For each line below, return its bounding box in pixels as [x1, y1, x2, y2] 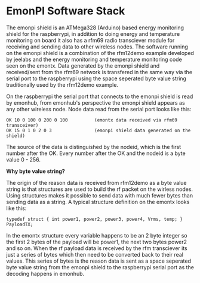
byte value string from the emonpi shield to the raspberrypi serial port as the [6, 263, 194, 270]
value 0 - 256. [6, 156, 41, 163]
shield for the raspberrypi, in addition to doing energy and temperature [6, 30, 180, 37]
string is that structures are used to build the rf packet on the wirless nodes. [6, 185, 193, 193]
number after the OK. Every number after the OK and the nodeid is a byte [6, 150, 186, 157]
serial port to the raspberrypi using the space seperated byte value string [6, 75, 187, 82]
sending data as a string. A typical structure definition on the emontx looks [6, 198, 190, 205]
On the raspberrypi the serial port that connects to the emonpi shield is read [6, 93, 193, 100]
